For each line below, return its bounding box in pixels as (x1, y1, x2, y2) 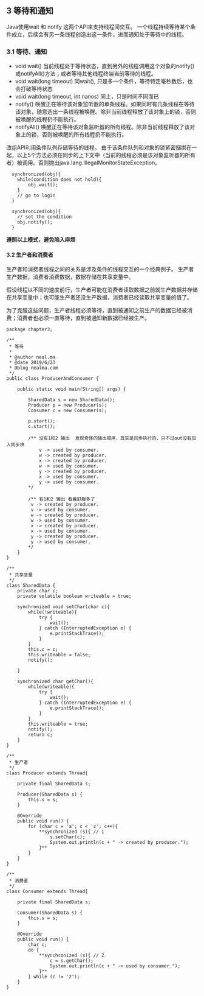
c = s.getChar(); (49, 958, 94, 964)
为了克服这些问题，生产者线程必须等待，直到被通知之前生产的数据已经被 (6, 307, 187, 314)
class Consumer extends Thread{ (6, 888, 88, 895)
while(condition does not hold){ (17, 177, 102, 183)
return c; (28, 732, 53, 738)
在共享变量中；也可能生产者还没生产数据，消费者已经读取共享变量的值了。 (6, 294, 192, 301)
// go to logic (17, 192, 56, 199)
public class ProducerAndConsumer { (6, 376, 99, 382)
